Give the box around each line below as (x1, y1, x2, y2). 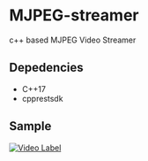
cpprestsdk (21, 93, 63, 103)
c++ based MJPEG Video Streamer (9, 34, 137, 45)
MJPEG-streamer (9, 5, 139, 26)
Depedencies (9, 60, 84, 75)
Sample (9, 119, 52, 134)
